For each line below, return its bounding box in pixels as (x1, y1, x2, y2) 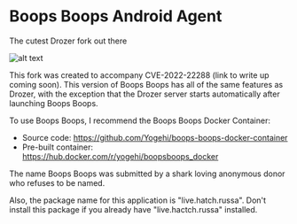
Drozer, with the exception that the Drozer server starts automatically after (9, 89, 281, 99)
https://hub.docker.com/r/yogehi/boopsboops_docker (21, 151, 219, 161)
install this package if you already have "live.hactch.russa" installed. (9, 204, 258, 214)
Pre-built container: (21, 142, 94, 152)
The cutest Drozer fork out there (9, 35, 128, 46)
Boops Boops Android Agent (9, 6, 223, 27)
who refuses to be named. (9, 177, 106, 188)
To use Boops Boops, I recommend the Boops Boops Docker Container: (9, 115, 270, 126)
